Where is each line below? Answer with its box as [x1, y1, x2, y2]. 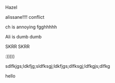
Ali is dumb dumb [5, 34, 42, 39]
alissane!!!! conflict [5, 14, 45, 20]
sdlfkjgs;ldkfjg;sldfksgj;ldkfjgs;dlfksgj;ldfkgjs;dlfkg [5, 63, 110, 69]
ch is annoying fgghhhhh [5, 24, 57, 30]
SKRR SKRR [5, 44, 30, 50]
